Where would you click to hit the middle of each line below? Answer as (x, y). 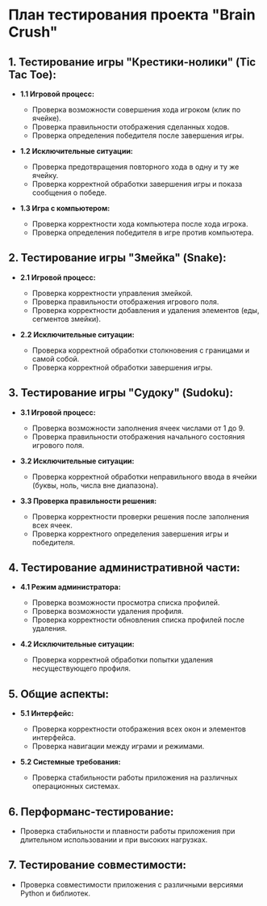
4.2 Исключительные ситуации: (77, 644)
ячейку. (45, 175)
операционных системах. (76, 786)
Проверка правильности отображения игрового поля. (125, 302)
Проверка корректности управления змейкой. (113, 293)
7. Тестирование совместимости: (98, 865)
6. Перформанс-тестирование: (91, 812)
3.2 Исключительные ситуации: (77, 461)
